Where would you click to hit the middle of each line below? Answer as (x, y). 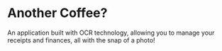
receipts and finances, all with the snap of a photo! (81, 40)
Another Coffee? (57, 13)
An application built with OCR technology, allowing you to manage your (111, 33)
